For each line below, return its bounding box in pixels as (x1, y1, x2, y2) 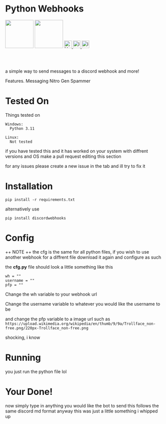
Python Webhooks (5, 3, 84, 15)
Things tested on (5, 112, 40, 118)
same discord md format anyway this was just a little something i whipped (5, 408, 158, 414)
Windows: (5, 121, 24, 127)
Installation (5, 181, 53, 192)
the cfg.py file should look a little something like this (5, 264, 113, 270)
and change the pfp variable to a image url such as (5, 316, 110, 322)
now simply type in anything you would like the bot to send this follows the (5, 402, 159, 408)
